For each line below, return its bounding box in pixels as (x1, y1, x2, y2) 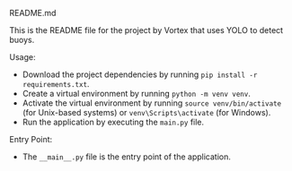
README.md (9, 8, 57, 18)
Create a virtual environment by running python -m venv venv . (22, 89, 252, 98)
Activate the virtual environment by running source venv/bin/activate (22, 98, 281, 108)
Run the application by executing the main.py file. (22, 116, 205, 127)
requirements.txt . (22, 79, 90, 89)
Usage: (9, 52, 36, 62)
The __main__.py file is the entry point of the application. (22, 151, 232, 162)
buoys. (9, 35, 35, 45)
